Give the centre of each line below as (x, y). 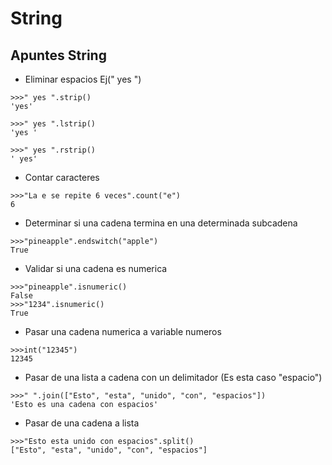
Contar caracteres (62, 177)
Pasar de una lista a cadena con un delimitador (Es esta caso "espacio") (173, 377)
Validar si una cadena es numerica (96, 268)
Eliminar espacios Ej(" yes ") (83, 79)
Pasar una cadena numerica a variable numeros (123, 331)
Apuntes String (58, 55)
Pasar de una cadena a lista (82, 423)
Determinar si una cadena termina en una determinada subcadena (161, 223)
